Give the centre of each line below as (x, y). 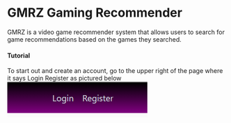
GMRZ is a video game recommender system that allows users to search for (116, 32)
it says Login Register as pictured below (64, 79)
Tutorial (19, 55)
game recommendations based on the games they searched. (95, 39)
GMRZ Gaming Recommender (95, 13)
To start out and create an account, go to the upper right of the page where (115, 71)
